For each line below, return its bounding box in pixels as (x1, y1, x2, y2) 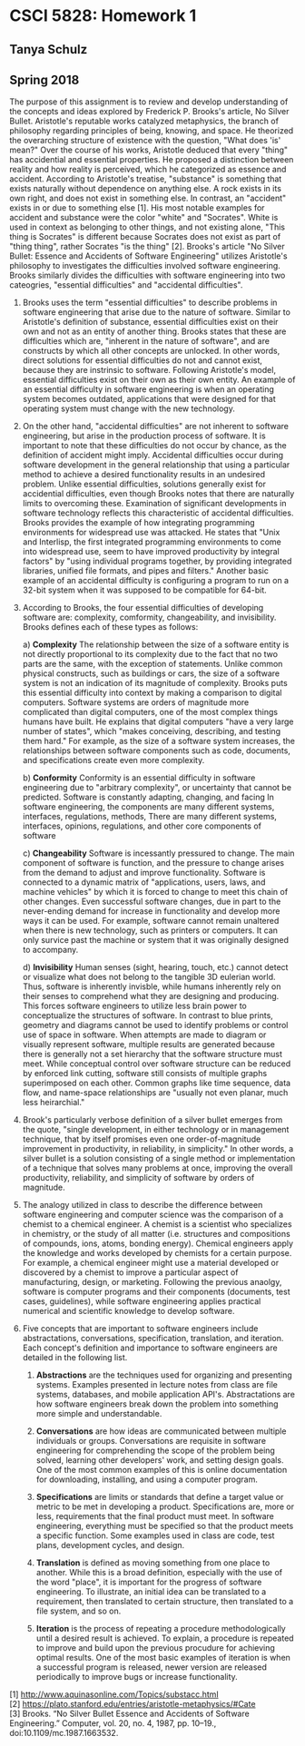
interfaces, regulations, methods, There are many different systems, (22, 811, 277, 822)
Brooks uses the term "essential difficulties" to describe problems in (22, 297, 278, 309)
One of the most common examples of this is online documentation (35, 1465, 288, 1476)
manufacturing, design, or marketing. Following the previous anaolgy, (22, 1277, 282, 1288)
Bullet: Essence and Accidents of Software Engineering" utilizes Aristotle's (9, 250, 288, 261)
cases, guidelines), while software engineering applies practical (22, 1296, 261, 1307)
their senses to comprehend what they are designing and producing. (22, 991, 280, 1002)
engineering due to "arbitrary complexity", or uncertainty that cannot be (22, 782, 292, 793)
